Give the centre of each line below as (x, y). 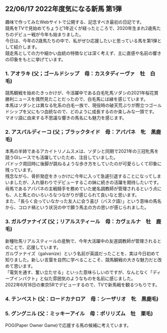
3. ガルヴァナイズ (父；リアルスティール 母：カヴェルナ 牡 (78, 222)
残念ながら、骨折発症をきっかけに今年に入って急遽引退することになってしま (83, 176)
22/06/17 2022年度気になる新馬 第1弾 (63, 9)
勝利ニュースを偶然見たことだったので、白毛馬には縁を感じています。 (77, 99)
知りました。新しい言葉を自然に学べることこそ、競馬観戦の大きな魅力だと (81, 260)
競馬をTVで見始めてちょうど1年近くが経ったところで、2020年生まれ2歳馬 (81, 28)
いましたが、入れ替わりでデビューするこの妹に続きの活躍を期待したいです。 (83, 182)
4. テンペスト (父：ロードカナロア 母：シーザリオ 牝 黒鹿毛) (82, 299)
